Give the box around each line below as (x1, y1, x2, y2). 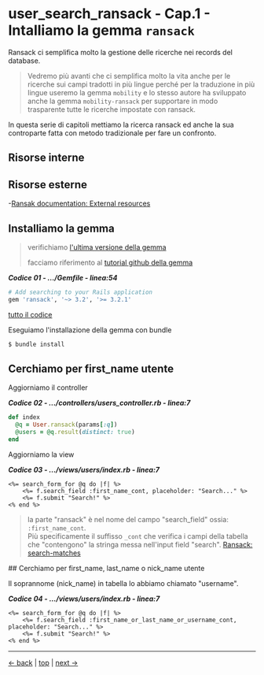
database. (8, 56, 41, 65)
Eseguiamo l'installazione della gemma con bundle (8, 325, 172, 335)
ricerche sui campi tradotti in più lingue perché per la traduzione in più (27, 80, 255, 89)
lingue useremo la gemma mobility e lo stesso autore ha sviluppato (27, 87, 247, 97)
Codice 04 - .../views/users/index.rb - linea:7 (8, 594, 160, 603)
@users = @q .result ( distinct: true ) (15, 428, 135, 436)
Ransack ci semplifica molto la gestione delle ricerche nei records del (8, 47, 233, 57)
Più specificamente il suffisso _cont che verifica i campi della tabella (27, 531, 249, 540)
